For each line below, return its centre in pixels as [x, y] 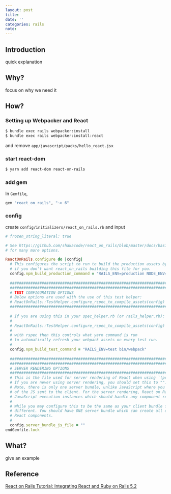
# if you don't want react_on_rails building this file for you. [81, 269]
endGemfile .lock [22, 430]
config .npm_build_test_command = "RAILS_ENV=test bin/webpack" [78, 349]
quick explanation [24, 62]
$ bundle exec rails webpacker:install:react [54, 136]
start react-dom [25, 159]
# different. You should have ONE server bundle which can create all [86, 411]
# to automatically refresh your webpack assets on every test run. [84, 340]
